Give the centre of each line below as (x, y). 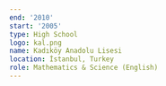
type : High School (44, 34)
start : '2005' (36, 26)
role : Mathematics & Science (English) (84, 68)
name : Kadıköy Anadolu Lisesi (66, 51)
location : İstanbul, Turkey (62, 59)
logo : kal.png (36, 43)
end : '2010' (31, 17)
